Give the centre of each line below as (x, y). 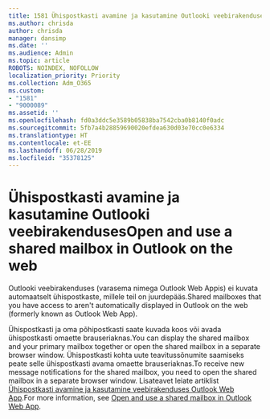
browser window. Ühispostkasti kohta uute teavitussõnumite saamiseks (126, 355)
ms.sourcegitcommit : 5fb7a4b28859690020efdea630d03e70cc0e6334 (117, 128)
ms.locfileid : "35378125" (51, 158)
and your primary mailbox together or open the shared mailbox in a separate (135, 347)
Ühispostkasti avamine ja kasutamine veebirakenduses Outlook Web (121, 389)
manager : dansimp (37, 38)
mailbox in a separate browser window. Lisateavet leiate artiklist (114, 381)
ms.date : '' (28, 46)
